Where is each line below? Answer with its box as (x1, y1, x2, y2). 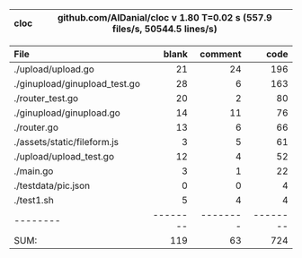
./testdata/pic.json (13, 179, 91, 192)
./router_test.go (13, 92, 79, 104)
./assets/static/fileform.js (13, 136, 120, 148)
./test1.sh (13, 194, 54, 206)
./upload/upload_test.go (13, 150, 115, 162)
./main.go (13, 165, 54, 177)
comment (200, 48, 242, 60)
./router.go (13, 121, 59, 133)
